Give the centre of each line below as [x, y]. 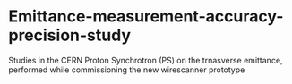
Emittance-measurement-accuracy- [146, 17]
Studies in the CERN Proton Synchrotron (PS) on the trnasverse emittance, [146, 60]
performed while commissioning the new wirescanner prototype [127, 70]
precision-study [70, 35]
